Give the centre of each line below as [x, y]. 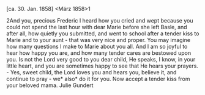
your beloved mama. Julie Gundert [50, 85]
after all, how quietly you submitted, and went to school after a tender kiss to [103, 33]
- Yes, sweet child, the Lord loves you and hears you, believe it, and [91, 72]
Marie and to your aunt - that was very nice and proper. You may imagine [99, 40]
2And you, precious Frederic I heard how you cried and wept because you [100, 20]
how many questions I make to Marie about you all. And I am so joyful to [97, 46]
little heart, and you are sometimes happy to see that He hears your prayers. [102, 66]
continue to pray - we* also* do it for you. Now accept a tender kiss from [98, 79]
